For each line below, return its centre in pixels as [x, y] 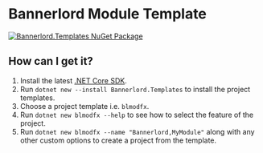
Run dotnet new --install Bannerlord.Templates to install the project [135, 89]
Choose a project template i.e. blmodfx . [84, 106]
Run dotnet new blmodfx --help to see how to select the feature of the [137, 115]
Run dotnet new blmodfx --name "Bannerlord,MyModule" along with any [137, 131]
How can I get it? [51, 61]
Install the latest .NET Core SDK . [73, 80]
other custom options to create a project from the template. [118, 140]
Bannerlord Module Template [108, 14]
